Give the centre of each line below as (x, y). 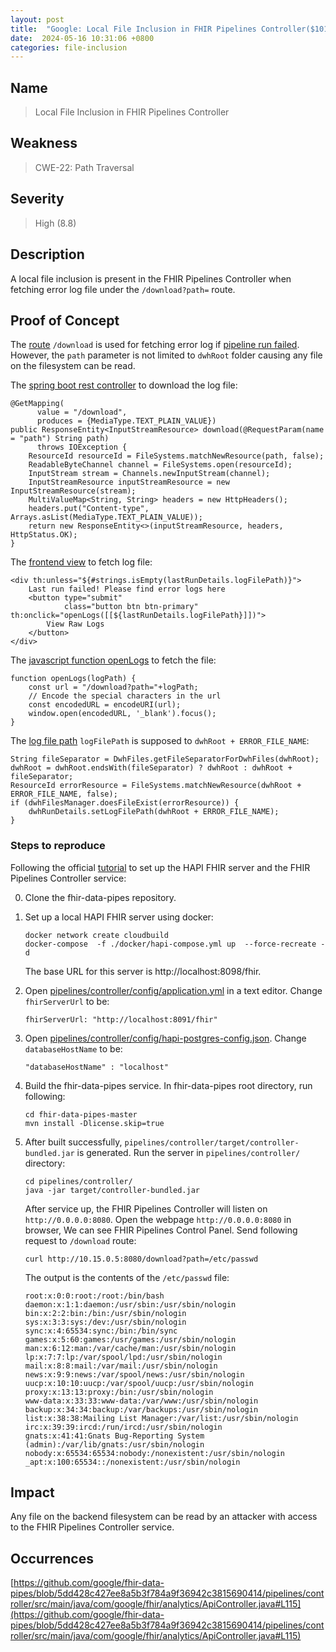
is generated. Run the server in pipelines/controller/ (188, 1152)
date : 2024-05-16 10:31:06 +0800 (82, 38)
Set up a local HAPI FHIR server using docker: (119, 917)
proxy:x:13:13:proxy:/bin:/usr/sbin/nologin (119, 1392)
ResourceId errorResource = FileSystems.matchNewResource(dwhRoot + (156, 786)
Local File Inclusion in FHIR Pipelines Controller (132, 112)
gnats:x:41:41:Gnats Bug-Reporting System (114, 1436)
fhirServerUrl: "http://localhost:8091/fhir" (121, 1019)
